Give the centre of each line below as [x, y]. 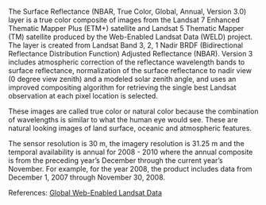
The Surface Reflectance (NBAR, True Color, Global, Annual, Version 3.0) [127, 12]
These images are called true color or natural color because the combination [133, 111]
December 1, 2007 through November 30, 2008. [87, 177]
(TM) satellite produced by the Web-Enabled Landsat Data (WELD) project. [130, 37]
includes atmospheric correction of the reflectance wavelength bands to [127, 62]
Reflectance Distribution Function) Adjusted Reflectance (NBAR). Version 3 [131, 54]
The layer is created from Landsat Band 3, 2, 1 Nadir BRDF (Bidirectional [126, 45]
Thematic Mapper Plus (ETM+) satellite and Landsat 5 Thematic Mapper [126, 28]
